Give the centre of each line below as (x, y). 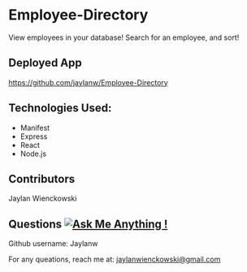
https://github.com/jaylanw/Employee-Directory (88, 82)
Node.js (33, 153)
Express (34, 136)
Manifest (35, 127)
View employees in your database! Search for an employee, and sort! (124, 37)
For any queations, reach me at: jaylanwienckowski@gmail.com (115, 259)
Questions (35, 224)
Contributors (42, 179)
